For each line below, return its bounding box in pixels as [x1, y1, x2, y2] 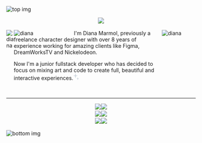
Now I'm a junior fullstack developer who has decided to [14, 60, 153, 67]
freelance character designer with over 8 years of [14, 36, 137, 43]
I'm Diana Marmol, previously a [74, 30, 151, 36]
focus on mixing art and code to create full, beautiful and [14, 66, 155, 74]
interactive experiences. [14, 75, 74, 81]
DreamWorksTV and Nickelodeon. [14, 48, 97, 56]
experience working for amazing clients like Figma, [14, 42, 140, 49]
